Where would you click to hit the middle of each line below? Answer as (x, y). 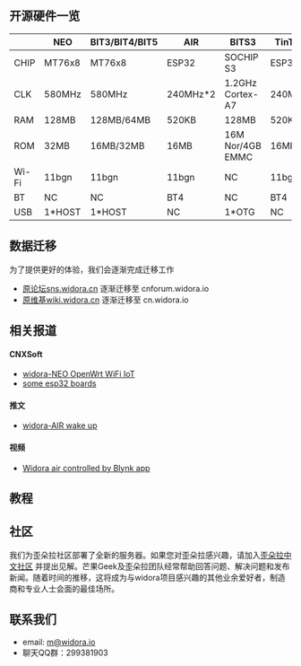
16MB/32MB (117, 145)
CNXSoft (26, 354)
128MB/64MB (120, 119)
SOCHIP (241, 57)
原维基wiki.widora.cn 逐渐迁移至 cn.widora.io (105, 300)
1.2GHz (241, 83)
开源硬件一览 (45, 16)
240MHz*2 (192, 94)
